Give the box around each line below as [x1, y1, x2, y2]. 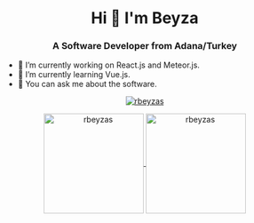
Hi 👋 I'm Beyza [91, 8, 199, 28]
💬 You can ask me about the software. [17, 79, 157, 90]
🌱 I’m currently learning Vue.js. [17, 69, 131, 80]
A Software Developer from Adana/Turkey [52, 40, 238, 52]
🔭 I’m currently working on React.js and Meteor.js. [17, 60, 200, 70]
